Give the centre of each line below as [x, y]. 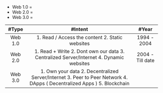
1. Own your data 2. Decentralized [80, 71]
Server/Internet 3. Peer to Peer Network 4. [79, 77]
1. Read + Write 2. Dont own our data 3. [79, 51]
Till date [146, 60]
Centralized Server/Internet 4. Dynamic [80, 57]
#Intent [80, 29]
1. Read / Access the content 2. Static [79, 37]
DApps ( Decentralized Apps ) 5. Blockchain [79, 83]
